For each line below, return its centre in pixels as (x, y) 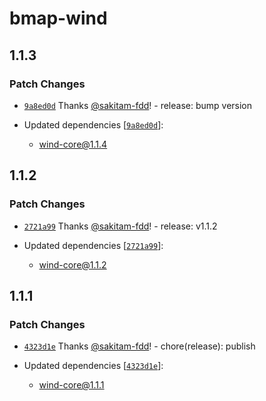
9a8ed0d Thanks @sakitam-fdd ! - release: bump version (138, 105)
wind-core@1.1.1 (71, 385)
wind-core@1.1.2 (72, 264)
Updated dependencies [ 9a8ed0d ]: (93, 124)
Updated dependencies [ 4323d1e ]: (93, 366)
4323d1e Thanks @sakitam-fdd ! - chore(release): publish (139, 346)
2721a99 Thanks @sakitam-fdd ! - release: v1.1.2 (120, 226)
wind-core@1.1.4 (73, 144)
